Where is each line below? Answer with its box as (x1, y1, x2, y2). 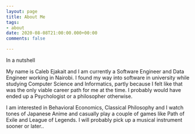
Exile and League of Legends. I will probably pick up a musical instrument (6, 117, 183, 123)
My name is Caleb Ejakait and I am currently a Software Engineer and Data (6, 68, 185, 75)
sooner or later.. (6, 123, 44, 129)
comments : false (6, 36, 45, 41)
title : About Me (6, 14, 45, 20)
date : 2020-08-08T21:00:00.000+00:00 (6, 30, 98, 36)
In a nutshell (6, 57, 36, 64)
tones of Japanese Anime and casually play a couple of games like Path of (6, 110, 185, 117)
